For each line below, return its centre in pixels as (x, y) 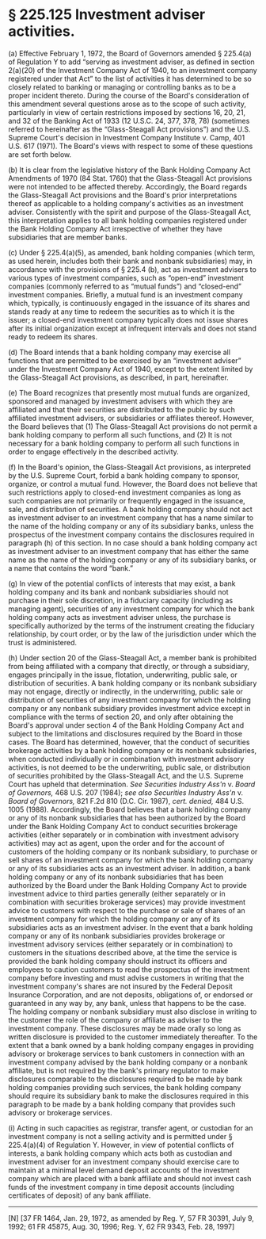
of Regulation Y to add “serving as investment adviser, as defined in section (131, 62)
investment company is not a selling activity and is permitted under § (120, 1136)
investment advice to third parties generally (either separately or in (117, 893)
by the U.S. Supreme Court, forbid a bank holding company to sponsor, (124, 475)
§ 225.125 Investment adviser (107, 15)
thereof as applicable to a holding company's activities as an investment (126, 203)
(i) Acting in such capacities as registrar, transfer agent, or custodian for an (131, 1128)
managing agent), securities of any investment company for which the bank (131, 609)
